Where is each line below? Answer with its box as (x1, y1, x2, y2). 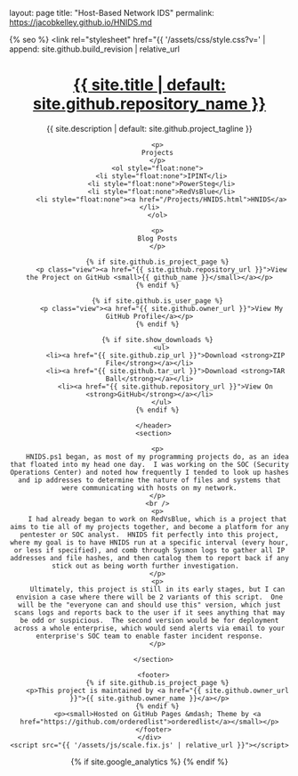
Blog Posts (137, 233, 178, 243)
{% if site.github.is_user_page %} (92, 296, 224, 306)
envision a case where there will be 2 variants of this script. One (16, 592, 283, 601)
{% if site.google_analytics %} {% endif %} (70, 756, 229, 767)
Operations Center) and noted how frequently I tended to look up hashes (10, 468, 289, 477)
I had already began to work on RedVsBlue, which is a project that (28, 514, 287, 524)
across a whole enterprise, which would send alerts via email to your (13, 624, 286, 633)
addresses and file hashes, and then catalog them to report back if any (10, 553, 289, 562)
